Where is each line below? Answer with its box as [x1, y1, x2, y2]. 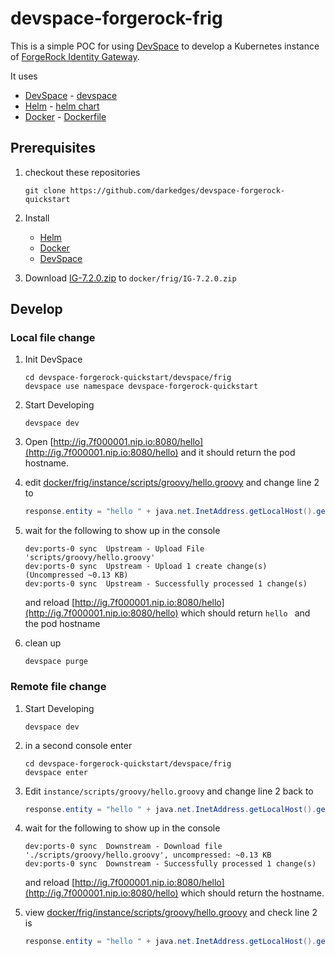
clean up [24, 637, 62, 649]
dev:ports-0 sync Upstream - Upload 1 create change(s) [24, 562, 268, 572]
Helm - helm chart [24, 100, 100, 112]
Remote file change [10, 680, 107, 694]
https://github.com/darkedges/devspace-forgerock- [69, 185, 286, 196]
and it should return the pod [180, 447, 296, 459]
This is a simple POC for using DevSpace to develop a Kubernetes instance [10, 40, 320, 52]
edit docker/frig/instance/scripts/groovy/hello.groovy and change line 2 [24, 477, 320, 489]
